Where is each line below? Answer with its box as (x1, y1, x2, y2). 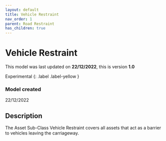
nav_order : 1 (5, 16, 32, 21)
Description (5, 112, 42, 120)
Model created (5, 86, 41, 93)
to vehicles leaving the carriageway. (5, 130, 79, 136)
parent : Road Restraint (5, 21, 55, 26)
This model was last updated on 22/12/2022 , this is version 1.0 (5, 64, 135, 70)
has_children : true (5, 26, 46, 31)
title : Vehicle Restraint (5, 12, 59, 17)
